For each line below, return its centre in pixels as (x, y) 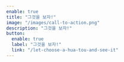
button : (16, 34)
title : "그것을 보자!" (31, 17)
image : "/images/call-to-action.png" (53, 22)
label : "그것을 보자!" (36, 45)
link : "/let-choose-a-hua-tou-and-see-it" (65, 50)
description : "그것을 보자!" (39, 28)
